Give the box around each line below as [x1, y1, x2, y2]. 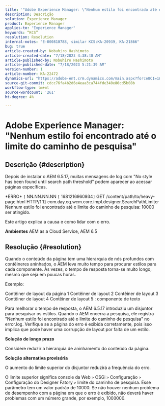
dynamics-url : [5, 76, 34, 81]
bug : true [5, 44, 26, 49]
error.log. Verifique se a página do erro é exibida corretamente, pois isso [5, 321, 152, 327]
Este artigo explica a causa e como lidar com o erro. [5, 219, 110, 225]
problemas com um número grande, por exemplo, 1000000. [5, 395, 126, 401]
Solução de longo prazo [5, 336, 55, 342]
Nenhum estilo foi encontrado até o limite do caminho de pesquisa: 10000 [5, 204, 155, 210]
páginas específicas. [5, 184, 47, 190]
